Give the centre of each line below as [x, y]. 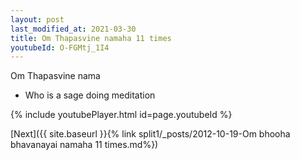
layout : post [37, 19]
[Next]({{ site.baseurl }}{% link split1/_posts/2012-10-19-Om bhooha [150, 134]
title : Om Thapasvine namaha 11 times [91, 38]
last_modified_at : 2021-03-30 [73, 29]
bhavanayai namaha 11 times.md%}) [84, 145]
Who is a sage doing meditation [90, 95]
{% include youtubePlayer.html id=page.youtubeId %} [121, 115]
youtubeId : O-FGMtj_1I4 [60, 47]
